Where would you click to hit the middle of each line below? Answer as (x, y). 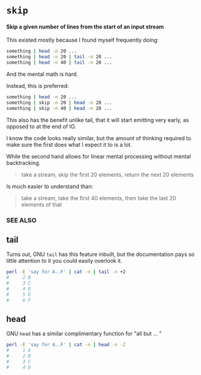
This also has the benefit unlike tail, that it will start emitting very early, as (98, 120)
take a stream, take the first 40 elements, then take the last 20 (99, 198)
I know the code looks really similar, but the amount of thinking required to (99, 138)
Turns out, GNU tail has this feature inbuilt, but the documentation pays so (100, 254)
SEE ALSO (21, 220)
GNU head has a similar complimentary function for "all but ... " (84, 334)
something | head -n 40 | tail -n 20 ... (59, 62)
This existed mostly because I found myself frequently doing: (83, 40)
